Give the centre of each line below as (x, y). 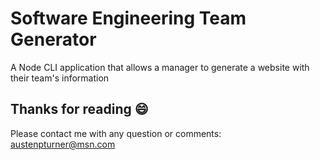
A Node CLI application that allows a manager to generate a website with (160, 67)
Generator (53, 39)
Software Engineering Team (128, 18)
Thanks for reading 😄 (79, 109)
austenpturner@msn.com (63, 144)
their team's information (60, 78)
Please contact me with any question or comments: (116, 133)
